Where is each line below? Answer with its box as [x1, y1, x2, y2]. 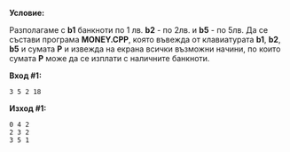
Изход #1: [9, 103, 47, 114]
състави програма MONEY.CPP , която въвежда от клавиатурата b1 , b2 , [9, 35, 281, 44]
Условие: [9, 8, 45, 18]
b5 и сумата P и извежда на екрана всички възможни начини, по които [9, 44, 281, 54]
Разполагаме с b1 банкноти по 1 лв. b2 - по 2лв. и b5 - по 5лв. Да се [9, 25, 269, 35]
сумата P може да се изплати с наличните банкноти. [9, 53, 210, 63]
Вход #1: [9, 70, 43, 81]
